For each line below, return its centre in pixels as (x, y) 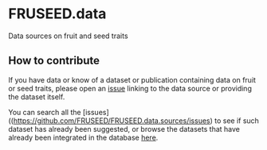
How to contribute (54, 61)
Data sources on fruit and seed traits (69, 36)
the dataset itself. (37, 97)
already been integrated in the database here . (83, 137)
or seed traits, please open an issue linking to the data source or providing (130, 88)
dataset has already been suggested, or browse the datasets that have (124, 129)
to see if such (237, 121)
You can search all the (45, 112)
